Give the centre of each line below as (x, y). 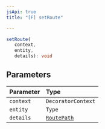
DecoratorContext (70, 101)
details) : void (33, 56)
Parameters (29, 75)
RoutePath (60, 118)
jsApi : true (21, 12)
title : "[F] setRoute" (35, 17)
